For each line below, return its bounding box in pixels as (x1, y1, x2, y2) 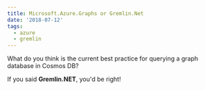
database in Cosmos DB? (7, 62, 80, 70)
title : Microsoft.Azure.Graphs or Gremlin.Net (7, 10, 144, 17)
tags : (7, 23, 23, 30)
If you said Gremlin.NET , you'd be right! (7, 75, 121, 83)
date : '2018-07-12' (7, 16, 64, 23)
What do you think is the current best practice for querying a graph (7, 54, 199, 63)
